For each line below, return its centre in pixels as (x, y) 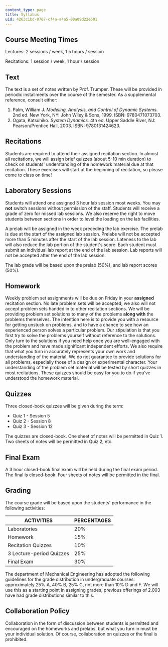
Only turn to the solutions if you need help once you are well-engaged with (82, 341)
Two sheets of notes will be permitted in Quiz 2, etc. (59, 442)
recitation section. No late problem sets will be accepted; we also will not (80, 303)
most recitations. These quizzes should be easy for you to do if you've (78, 373)
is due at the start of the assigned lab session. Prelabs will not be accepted (83, 234)
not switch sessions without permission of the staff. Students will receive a (82, 208)
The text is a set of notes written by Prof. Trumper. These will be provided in (83, 89)
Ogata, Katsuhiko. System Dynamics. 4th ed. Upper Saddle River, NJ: (84, 120)
